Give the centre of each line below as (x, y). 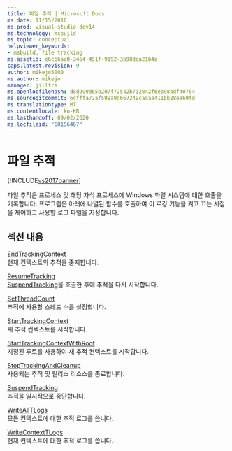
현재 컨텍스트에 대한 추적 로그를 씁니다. (60, 441)
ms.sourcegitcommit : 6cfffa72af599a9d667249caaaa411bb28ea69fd (101, 99)
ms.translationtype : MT (42, 105)
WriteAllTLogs (28, 410)
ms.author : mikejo (34, 79)
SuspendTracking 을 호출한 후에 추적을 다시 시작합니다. (83, 285)
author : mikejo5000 (36, 72)
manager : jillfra (32, 85)
